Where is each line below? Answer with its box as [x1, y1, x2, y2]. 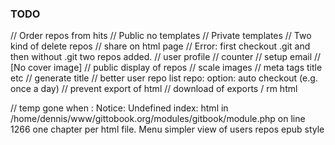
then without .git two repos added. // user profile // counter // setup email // [10, 51, 322, 63]
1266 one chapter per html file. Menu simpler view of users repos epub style [10, 123, 325, 136]
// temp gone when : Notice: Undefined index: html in [10, 102, 229, 114]
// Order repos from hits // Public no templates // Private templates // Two [10, 30, 312, 42]
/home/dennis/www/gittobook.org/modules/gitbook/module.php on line [10, 113, 306, 125]
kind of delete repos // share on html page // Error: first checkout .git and [10, 40, 311, 52]
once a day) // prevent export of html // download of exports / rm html [10, 83, 298, 95]
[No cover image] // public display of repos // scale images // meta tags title [10, 62, 323, 74]
